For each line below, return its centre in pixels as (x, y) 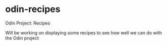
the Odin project (22, 38)
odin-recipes (33, 9)
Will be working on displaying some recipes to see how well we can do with (84, 32)
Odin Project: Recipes (28, 23)
